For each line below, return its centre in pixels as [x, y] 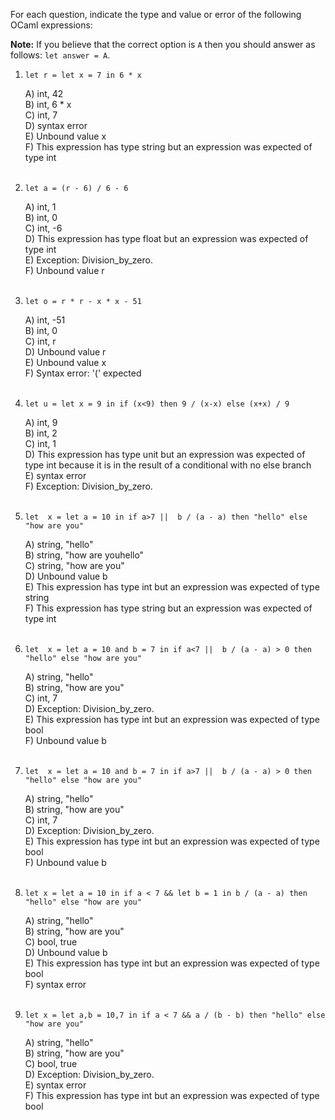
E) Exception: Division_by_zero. [88, 260]
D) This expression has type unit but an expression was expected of [165, 454]
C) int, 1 [40, 443]
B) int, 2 [41, 433]
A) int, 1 [40, 207]
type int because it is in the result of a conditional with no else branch [168, 465]
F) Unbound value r [64, 270]
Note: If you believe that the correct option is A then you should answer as [163, 44]
